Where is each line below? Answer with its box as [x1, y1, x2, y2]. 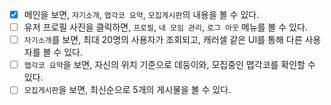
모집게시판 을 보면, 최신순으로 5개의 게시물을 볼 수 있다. [23, 84, 232, 96]
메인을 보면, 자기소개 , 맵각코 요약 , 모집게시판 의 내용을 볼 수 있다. [23, 9, 260, 20]
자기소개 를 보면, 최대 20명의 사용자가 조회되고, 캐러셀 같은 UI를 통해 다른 [23, 34, 303, 46]
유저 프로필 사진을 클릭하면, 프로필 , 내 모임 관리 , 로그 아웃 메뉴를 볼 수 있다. [23, 21, 308, 33]
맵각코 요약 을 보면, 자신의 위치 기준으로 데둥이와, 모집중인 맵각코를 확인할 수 [23, 59, 316, 71]
